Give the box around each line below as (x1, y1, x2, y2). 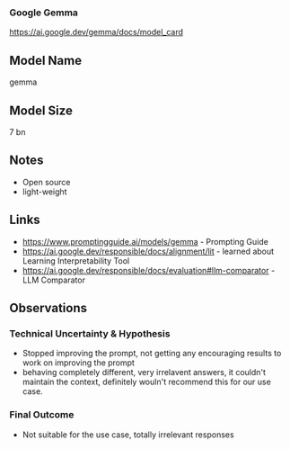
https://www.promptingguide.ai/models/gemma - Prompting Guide (22, 236, 269, 247)
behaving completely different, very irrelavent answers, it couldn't (22, 367, 267, 378)
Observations (9, 300, 88, 316)
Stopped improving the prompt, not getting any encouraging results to (22, 348, 282, 359)
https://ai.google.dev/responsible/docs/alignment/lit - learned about (22, 246, 275, 256)
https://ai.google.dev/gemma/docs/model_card (9, 27, 184, 38)
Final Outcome (9, 409, 75, 421)
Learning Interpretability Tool (22, 255, 130, 266)
